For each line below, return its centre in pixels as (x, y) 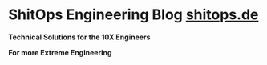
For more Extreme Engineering (60, 52)
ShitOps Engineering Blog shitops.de (133, 15)
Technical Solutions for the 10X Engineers (79, 37)
